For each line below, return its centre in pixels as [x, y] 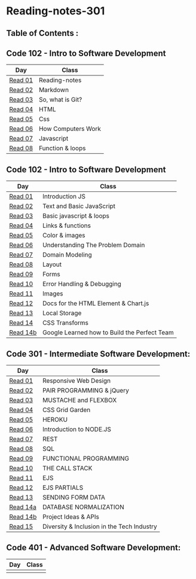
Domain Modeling [68, 255]
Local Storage [62, 313]
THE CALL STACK [68, 468]
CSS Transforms [65, 323]
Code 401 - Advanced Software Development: [94, 548]
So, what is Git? [60, 100]
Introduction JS [64, 197]
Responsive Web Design [77, 381]
